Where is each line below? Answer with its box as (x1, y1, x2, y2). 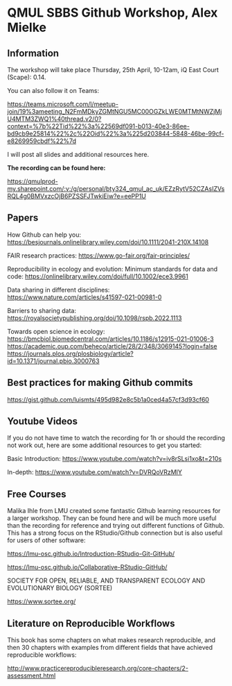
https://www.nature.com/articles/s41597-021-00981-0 (7, 293, 162, 301)
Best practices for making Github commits (7, 377, 193, 389)
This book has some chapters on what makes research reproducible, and (7, 636, 216, 644)
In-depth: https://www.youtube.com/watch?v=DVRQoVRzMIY (7, 468, 182, 476)
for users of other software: (7, 536, 86, 544)
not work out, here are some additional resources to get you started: (7, 441, 202, 449)
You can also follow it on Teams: (7, 87, 100, 94)
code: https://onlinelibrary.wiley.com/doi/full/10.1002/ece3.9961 (7, 272, 188, 281)
